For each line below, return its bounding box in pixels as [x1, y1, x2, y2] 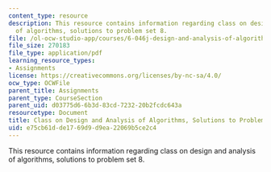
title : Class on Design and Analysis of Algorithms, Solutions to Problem [8, 117, 265, 125]
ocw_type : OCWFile [8, 79, 70, 87]
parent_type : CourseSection [8, 94, 103, 102]
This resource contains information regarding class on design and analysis [8, 145, 256, 155]
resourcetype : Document [8, 109, 89, 117]
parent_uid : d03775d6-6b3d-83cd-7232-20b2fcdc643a [8, 101, 182, 109]
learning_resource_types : [8, 57, 95, 65]
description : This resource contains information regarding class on [8, 19, 248, 27]
